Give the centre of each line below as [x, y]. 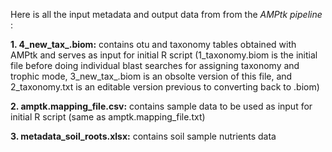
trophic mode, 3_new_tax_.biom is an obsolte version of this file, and [151, 76]
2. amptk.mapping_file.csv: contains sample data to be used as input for [161, 106]
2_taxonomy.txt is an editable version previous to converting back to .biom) [165, 87]
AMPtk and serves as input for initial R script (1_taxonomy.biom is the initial [164, 55]
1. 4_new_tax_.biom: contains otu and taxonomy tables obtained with [153, 44]
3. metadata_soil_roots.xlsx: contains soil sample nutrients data [143, 136]
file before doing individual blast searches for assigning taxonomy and [155, 65]
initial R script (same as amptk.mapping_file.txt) [108, 117]
